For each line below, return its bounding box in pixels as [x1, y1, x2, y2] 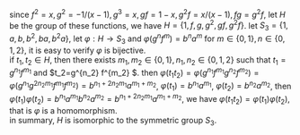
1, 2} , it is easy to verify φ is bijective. [9, 45, 146, 55]
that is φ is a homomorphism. [9, 105, 118, 115]
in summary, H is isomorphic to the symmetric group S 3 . [9, 114, 217, 128]
